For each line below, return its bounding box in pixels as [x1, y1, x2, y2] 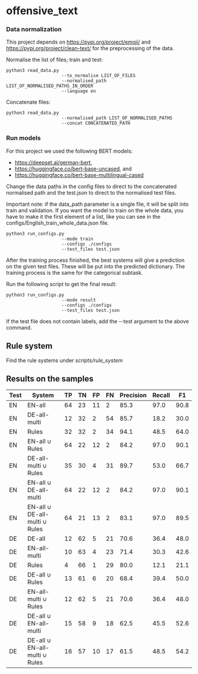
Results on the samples [6, 373, 94, 384]
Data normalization [6, 25, 62, 34]
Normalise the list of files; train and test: [6, 56, 103, 63]
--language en [61, 88, 96, 94]
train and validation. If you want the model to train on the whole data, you [6, 206, 184, 213]
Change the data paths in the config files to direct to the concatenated [6, 183, 177, 190]
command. [6, 324, 32, 331]
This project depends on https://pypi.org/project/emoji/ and [6, 38, 151, 45]
